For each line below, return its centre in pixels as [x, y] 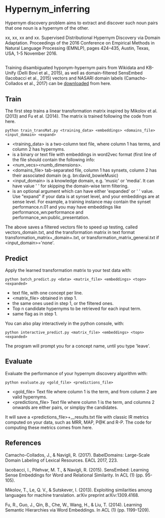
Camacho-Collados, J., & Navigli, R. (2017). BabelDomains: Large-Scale [78, 455]
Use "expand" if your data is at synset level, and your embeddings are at [86, 197]
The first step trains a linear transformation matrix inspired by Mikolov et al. [81, 111]
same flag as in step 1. [35, 314]
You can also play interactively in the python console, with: [65, 323]
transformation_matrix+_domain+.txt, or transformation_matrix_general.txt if [82, 238]
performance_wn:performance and [48, 212]
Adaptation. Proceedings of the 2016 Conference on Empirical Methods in [80, 43]
